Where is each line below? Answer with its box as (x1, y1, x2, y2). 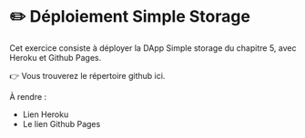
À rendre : (9, 91, 47, 102)
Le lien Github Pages (22, 118, 101, 129)
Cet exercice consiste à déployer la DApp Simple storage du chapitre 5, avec (9, 42, 297, 54)
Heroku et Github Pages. (9, 52, 102, 63)
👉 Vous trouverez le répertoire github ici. (9, 70, 166, 81)
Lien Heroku (22, 109, 69, 120)
